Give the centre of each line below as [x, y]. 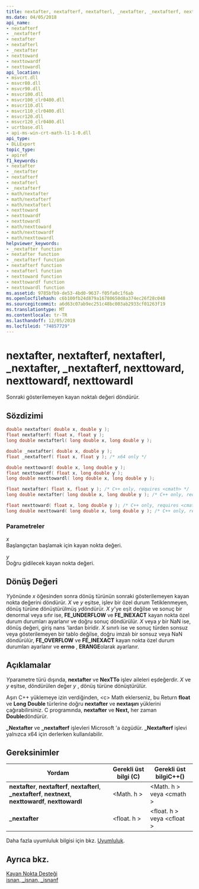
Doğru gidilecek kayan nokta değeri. [50, 563]
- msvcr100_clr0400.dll [36, 100]
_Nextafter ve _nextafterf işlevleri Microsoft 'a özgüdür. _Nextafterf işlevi [97, 728]
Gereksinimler [33, 753]
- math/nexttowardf [30, 232]
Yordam [58, 773]
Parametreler [25, 526]
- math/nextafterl [29, 205]
